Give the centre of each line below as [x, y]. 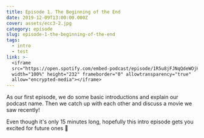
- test [20, 52]
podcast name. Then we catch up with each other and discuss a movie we [99, 103]
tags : [13, 40]
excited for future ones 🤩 [37, 128]
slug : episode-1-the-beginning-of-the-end [61, 35]
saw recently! [23, 110]
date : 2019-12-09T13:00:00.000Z [47, 18]
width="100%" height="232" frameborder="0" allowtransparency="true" [101, 74]
